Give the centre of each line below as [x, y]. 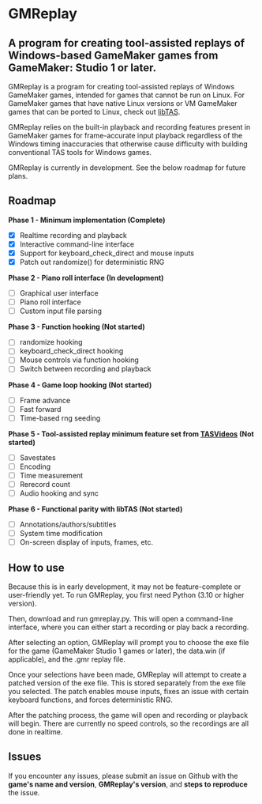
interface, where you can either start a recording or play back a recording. [129, 627]
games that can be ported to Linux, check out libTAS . [94, 112]
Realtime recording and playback [73, 235]
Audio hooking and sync [59, 493]
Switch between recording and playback [85, 369]
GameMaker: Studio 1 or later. [82, 68]
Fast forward [40, 409]
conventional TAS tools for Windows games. [80, 152]
